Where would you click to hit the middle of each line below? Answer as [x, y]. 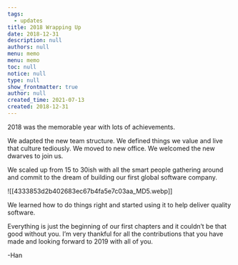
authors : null [29, 47]
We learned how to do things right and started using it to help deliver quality [119, 204]
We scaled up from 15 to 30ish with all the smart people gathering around [115, 170]
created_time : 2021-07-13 [46, 100]
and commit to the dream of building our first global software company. [113, 177]
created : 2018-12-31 [38, 107]
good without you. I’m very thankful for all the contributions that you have [115, 234]
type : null [24, 80]
